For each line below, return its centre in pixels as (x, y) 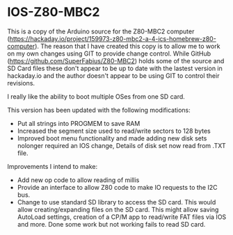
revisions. (21, 83)
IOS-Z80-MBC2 (54, 12)
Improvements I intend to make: (53, 166)
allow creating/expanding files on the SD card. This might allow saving (118, 209)
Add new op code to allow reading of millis (78, 180)
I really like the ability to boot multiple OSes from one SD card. (96, 96)
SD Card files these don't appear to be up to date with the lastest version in (115, 68)
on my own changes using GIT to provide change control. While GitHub (109, 54)
